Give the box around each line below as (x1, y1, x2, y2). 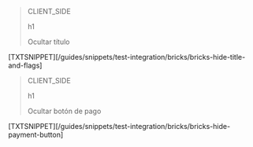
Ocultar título (27, 37, 70, 46)
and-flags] (8, 61, 43, 70)
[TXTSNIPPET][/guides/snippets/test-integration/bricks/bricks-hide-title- (8, 53, 246, 61)
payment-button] (8, 130, 64, 139)
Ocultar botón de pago (27, 106, 102, 116)
